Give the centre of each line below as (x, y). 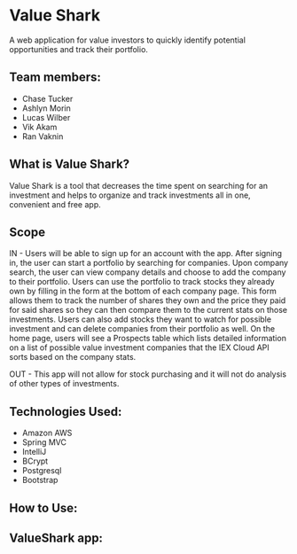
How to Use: (43, 507)
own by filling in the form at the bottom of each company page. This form (143, 291)
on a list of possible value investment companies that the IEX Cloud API (140, 347)
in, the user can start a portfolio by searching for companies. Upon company (149, 263)
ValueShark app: (56, 538)
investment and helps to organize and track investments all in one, (130, 195)
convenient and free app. (55, 204)
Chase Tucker (47, 98)
